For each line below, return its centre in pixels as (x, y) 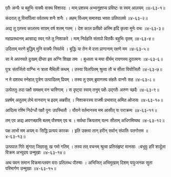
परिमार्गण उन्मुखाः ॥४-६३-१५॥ (31, 168)
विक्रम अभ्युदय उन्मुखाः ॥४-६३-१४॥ (35, 152)
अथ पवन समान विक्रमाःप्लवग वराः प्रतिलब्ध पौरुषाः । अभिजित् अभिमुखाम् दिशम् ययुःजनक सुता (79, 163)
